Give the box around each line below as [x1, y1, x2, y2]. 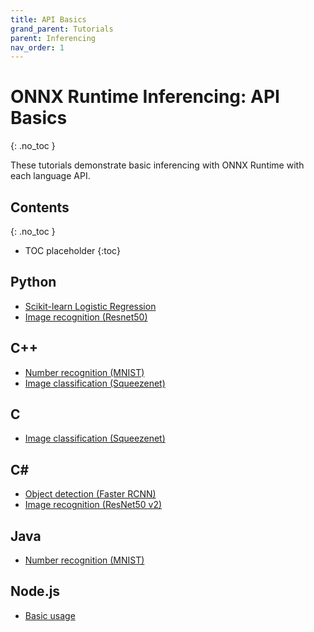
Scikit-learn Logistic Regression [24, 300, 157, 312]
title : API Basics [10, 14, 87, 25]
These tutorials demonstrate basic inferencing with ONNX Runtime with [10, 159, 305, 171]
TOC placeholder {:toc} [24, 245, 121, 256]
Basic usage [24, 609, 76, 621]
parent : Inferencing [10, 33, 97, 43]
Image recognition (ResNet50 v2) [24, 499, 163, 511]
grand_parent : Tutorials [10, 24, 114, 34]
